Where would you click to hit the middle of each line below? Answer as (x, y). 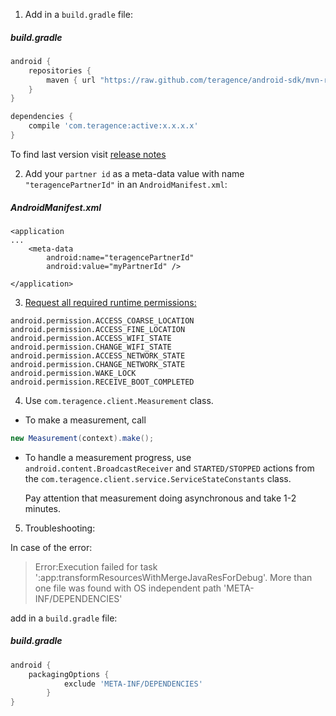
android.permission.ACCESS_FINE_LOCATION (98, 329)
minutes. (43, 508)
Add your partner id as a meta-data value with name (134, 173)
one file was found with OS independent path (128, 588)
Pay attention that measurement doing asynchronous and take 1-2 (160, 498)
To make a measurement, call (85, 420)
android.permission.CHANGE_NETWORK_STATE (98, 364)
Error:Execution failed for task (96, 566)
